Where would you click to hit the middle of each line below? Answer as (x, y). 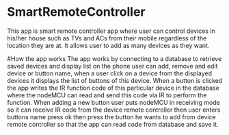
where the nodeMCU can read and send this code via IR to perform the (107, 95)
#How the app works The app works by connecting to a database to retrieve (114, 58)
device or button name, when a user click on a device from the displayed (110, 73)
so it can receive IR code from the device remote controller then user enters (114, 110)
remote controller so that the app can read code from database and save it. (113, 124)
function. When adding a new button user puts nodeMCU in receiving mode (113, 102)
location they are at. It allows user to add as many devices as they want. (108, 45)
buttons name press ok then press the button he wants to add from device (112, 116)
